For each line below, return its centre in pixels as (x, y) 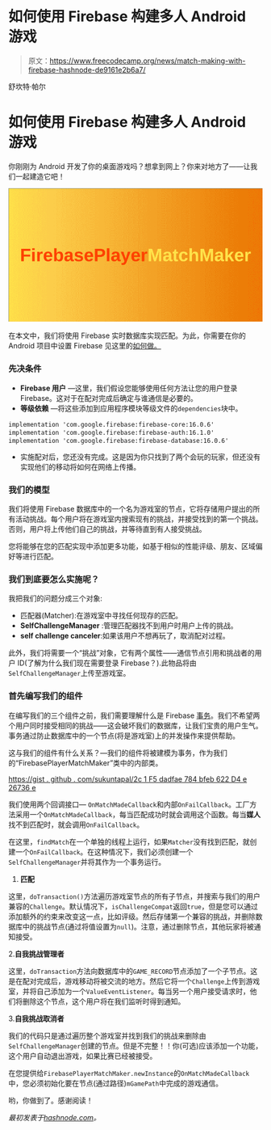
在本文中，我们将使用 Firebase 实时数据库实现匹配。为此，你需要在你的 (127, 335)
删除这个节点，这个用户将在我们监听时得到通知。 (104, 1001)
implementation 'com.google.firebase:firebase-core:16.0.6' (112, 424)
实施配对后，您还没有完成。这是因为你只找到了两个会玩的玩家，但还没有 (140, 457)
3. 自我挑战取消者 (36, 1018)
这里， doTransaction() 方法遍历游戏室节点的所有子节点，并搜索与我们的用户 (134, 896)
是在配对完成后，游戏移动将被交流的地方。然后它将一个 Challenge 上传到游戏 (134, 981)
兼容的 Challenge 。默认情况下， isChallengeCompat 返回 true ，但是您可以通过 (133, 906)
